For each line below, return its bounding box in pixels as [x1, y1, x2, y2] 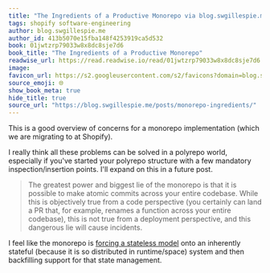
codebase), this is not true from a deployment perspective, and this [27, 214, 252, 224]
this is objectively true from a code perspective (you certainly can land [27, 198, 262, 207]
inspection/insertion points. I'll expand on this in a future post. [8, 165, 213, 174]
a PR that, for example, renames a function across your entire [27, 206, 231, 215]
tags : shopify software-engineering [8, 19, 131, 27]
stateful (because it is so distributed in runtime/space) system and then [8, 247, 245, 257]
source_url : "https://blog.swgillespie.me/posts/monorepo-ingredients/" [8, 101, 257, 109]
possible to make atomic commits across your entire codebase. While [27, 189, 259, 198]
